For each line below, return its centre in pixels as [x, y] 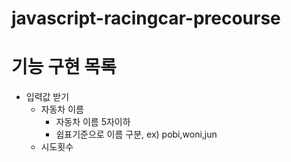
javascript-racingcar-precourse [146, 18]
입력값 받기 [47, 97]
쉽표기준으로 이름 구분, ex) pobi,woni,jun [136, 134]
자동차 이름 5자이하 [93, 122]
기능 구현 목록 [64, 67]
